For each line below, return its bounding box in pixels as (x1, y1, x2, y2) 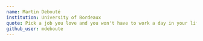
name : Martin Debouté (6, 8, 61, 15)
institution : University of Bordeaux (6, 14, 101, 20)
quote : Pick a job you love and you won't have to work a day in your (6, 20, 188, 26)
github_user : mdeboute (6, 25, 63, 32)
